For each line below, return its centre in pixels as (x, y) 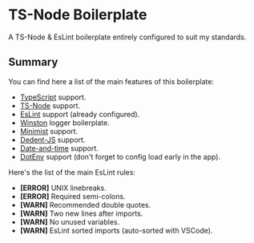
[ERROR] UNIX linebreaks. (63, 188)
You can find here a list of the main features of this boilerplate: (111, 81)
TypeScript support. (53, 97)
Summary (33, 62)
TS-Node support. (50, 105)
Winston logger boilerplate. (65, 123)
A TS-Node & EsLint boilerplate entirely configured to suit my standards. (127, 37)
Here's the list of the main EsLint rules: (72, 172)
